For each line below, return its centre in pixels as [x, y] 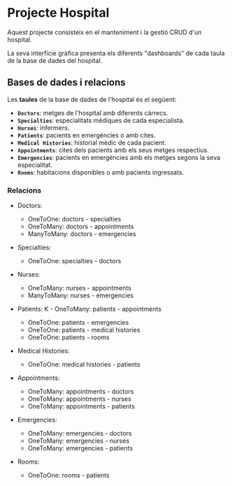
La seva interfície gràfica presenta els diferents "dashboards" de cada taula [116, 53]
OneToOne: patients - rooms [68, 337]
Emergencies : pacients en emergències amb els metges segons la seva [119, 157]
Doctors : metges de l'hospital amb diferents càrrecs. [93, 112]
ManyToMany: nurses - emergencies [81, 295]
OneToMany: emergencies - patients [80, 448]
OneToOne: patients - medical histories [84, 330]
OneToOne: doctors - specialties [74, 219]
